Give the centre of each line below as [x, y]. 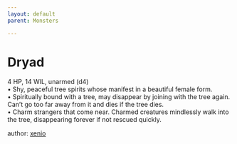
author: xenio [27, 133]
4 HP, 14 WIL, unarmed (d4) [48, 82]
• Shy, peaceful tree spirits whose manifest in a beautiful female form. [110, 89]
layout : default [31, 14]
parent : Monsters [33, 21]
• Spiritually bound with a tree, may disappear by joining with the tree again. [118, 97]
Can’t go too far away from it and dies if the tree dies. [86, 105]
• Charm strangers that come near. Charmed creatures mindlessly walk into [118, 112]
